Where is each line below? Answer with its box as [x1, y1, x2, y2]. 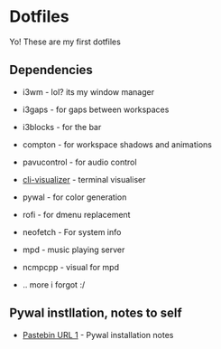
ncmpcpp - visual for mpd [22, 261, 120, 272]
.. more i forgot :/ [22, 278, 86, 290]
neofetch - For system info [22, 226, 122, 237]
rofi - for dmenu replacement [22, 209, 131, 220]
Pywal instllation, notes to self [9, 306, 182, 321]
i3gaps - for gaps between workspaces [22, 104, 170, 115]
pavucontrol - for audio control [22, 156, 137, 167]
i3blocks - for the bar [22, 121, 102, 132]
